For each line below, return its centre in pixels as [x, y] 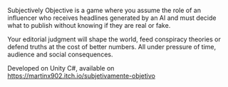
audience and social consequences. [60, 54]
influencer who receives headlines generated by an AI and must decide [112, 18]
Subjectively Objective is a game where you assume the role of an [104, 10]
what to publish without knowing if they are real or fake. [89, 25]
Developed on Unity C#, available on [61, 68]
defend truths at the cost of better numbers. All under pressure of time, [112, 47]
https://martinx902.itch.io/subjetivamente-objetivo [81, 76]
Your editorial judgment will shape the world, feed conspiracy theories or [114, 39]
